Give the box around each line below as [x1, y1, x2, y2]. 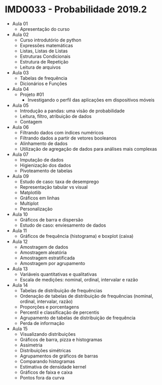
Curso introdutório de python [19, 37, 82, 43]
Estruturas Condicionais [19, 53, 71, 59]
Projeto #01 [19, 91, 44, 97]
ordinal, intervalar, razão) [19, 298, 73, 305]
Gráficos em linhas [19, 195, 60, 201]
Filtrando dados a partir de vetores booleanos [19, 135, 117, 141]
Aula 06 [12, 124, 29, 130]
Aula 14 [12, 282, 28, 288]
